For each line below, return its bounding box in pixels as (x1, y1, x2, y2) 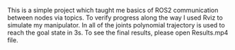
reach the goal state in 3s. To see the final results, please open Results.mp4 (7, 28, 229, 37)
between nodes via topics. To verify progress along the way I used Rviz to (7, 13, 223, 22)
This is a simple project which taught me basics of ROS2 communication (7, 6, 219, 14)
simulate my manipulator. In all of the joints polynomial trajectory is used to (7, 21, 225, 29)
